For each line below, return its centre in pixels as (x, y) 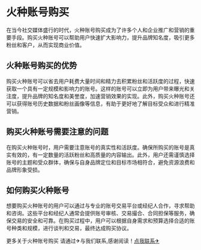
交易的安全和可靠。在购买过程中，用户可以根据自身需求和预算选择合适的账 (103, 221)
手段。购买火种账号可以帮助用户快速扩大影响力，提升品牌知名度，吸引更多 (103, 37)
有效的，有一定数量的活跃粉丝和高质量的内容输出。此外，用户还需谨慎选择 (103, 155)
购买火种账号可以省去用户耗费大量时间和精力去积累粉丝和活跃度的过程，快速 (100, 81)
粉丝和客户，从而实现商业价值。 (45, 45)
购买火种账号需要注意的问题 (57, 132)
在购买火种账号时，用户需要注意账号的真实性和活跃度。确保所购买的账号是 (98, 147)
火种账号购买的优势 (42, 65)
